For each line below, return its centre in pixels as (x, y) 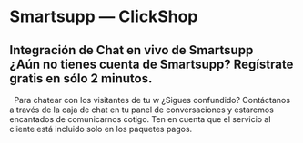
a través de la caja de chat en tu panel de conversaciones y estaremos (142, 110)
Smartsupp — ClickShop (104, 17)
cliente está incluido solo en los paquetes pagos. (101, 129)
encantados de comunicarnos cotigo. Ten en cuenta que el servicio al (140, 119)
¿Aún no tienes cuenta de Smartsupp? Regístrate (151, 64)
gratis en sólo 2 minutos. (81, 78)
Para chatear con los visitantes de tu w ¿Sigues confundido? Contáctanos (152, 100)
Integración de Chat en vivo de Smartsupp (131, 50)
